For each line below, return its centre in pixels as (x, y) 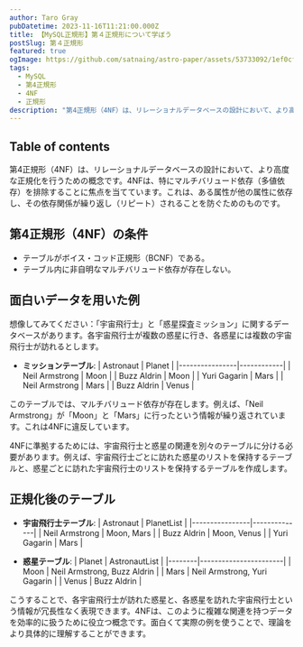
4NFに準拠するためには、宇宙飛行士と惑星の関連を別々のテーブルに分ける (147, 445)
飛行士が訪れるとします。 (56, 346)
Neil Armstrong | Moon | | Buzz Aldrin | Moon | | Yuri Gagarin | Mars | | (153, 375)
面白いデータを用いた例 (74, 300)
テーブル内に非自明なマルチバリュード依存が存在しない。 (129, 269)
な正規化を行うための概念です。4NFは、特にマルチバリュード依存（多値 (143, 180)
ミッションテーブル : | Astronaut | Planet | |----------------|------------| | (156, 365)
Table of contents (60, 147)
